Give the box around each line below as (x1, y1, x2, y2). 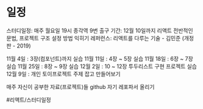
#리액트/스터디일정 (6, 96, 51, 104)
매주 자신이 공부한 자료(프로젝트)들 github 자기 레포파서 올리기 (6, 83, 155, 90)
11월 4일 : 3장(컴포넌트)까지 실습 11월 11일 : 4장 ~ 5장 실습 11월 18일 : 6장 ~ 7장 (6, 55, 193, 62)
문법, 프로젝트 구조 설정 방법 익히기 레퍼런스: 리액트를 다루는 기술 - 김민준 (6, 34, 181, 41)
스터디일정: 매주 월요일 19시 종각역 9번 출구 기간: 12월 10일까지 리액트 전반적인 (6, 27, 193, 34)
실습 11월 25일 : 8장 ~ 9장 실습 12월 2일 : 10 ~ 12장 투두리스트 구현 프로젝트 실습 (6, 62, 197, 70)
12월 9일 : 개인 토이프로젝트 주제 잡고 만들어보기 (6, 70, 121, 77)
